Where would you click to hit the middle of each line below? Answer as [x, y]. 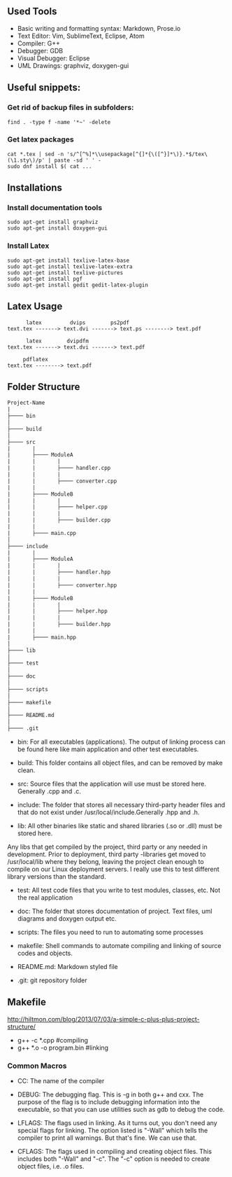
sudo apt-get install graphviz [53, 222]
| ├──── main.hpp [42, 637]
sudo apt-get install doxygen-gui [58, 228]
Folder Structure [44, 387]
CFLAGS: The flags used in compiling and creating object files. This [114, 1152]
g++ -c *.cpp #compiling [53, 1040]
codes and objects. [45, 953]
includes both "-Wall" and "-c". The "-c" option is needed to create [114, 1159]
